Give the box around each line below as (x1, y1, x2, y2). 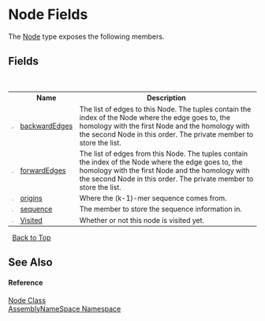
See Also (8, 255, 53, 270)
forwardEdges (20, 165, 66, 175)
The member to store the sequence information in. (79, 204, 242, 214)
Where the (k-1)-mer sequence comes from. (79, 194, 227, 202)
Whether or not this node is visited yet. (79, 215, 205, 225)
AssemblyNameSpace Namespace (8, 304, 121, 313)
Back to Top (11, 233, 51, 242)
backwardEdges (20, 121, 73, 130)
